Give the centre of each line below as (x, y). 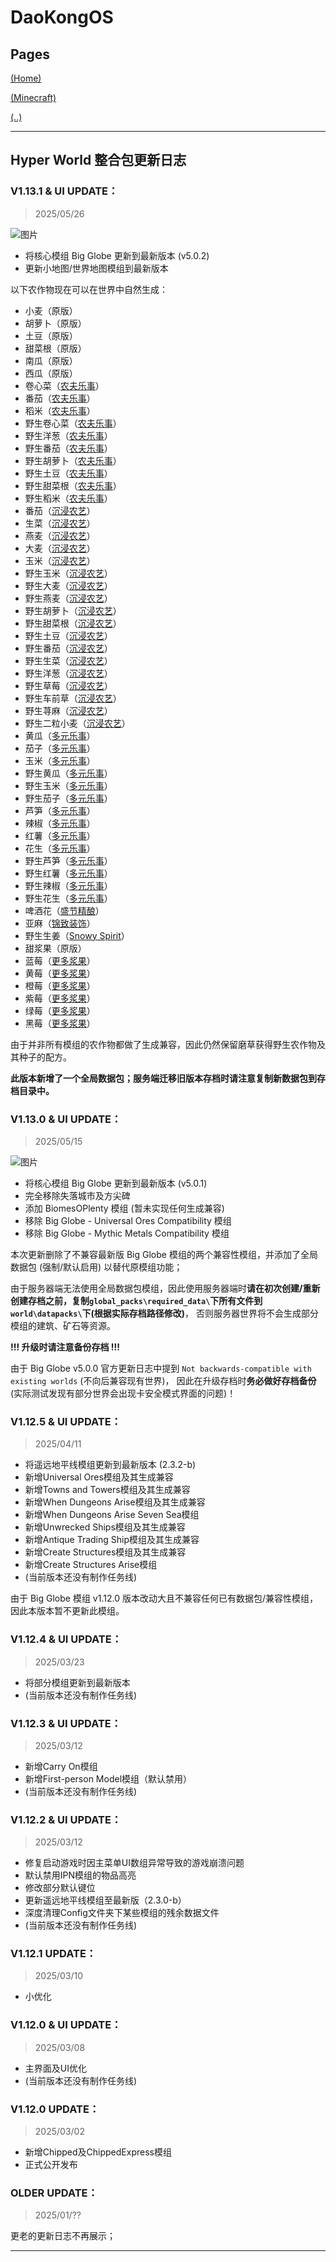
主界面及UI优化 (55, 2068)
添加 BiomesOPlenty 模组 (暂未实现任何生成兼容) (124, 1208)
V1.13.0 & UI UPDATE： (66, 1119)
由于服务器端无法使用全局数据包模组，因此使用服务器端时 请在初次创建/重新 (165, 1288)
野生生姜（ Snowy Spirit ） (77, 935)
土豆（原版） (51, 335)
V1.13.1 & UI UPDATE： (64, 191)
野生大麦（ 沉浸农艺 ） (68, 585)
